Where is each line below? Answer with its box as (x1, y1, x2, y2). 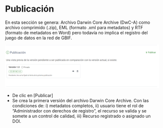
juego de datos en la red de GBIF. (5, 35, 72, 41)
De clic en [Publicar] (12, 92, 54, 98)
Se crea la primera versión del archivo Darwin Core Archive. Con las (12, 97, 149, 103)
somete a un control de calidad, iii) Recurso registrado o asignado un (12, 113, 151, 119)
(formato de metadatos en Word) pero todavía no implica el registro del (5, 30, 148, 35)
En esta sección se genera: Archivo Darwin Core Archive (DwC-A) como (5, 19, 150, 25)
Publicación (5, 3, 55, 15)
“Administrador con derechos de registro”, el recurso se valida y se (12, 108, 147, 113)
